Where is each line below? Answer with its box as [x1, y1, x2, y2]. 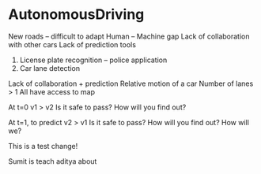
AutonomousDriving [8, 6, 145, 24]
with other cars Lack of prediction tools [8, 39, 137, 49]
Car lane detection [19, 63, 81, 72]
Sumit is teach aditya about [8, 156, 97, 166]
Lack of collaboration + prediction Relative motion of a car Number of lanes [8, 79, 254, 88]
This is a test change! [8, 141, 78, 150]
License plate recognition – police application [19, 55, 168, 65]
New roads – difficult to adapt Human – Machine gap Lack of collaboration [8, 31, 250, 41]
